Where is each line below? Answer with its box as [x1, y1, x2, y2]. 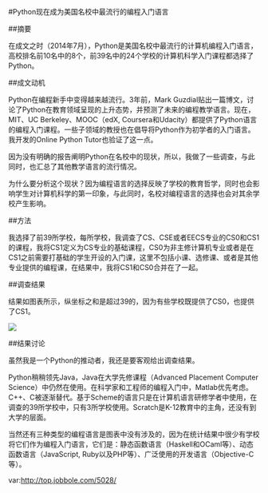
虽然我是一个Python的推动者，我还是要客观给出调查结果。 [8, 356, 199, 365]
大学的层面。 [8, 412, 50, 422]
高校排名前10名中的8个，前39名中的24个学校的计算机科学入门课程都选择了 [8, 51, 254, 60]
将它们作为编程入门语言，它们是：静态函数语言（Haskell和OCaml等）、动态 [8, 439, 254, 449]
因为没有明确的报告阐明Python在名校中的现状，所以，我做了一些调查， [8, 152, 242, 161]
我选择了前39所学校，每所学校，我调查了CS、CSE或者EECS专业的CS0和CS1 [8, 233, 260, 242]
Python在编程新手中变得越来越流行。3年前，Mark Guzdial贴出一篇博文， [8, 95, 247, 104]
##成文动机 [8, 78, 45, 87]
